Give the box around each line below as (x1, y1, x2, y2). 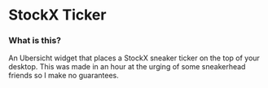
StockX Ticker (8, 6, 107, 24)
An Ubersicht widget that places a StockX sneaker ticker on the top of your (8, 53, 261, 63)
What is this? (8, 35, 61, 46)
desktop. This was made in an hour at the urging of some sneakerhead (8, 62, 246, 72)
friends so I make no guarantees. (8, 71, 120, 81)
